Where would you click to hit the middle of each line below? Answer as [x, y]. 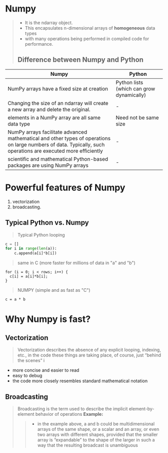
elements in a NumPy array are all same [54, 118]
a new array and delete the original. [49, 109]
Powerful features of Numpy [65, 188]
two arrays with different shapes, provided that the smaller [98, 434]
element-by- [141, 409]
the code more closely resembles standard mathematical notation [80, 381]
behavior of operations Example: [69, 414]
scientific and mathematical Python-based [58, 159]
